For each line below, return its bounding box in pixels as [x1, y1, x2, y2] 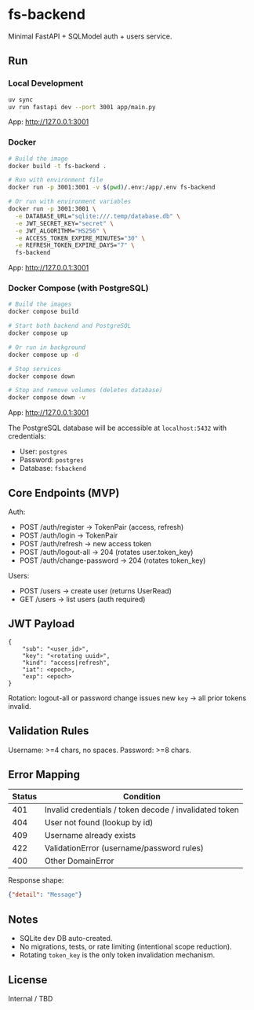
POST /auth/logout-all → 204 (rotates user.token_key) [19, 548, 194, 557]
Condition [122, 791, 161, 802]
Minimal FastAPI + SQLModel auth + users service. [8, 31, 172, 41]
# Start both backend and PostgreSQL [8, 322, 132, 330]
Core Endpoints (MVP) [8, 486, 120, 500]
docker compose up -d [8, 351, 79, 358]
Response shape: [8, 876, 64, 885]
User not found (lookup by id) [44, 817, 154, 828]
